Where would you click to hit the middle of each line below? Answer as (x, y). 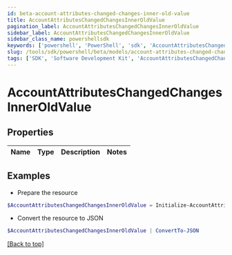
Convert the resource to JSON (60, 218)
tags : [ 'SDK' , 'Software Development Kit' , (71, 59)
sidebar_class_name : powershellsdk (58, 39)
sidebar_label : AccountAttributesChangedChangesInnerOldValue (98, 33)
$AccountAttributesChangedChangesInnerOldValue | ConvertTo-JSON (103, 231)
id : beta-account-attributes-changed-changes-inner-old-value (98, 13)
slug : (15, 52)
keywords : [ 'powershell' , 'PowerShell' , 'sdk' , (77, 45)
